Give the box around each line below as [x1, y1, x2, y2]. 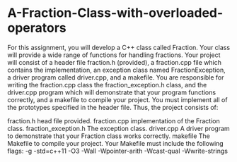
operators [7, 20, 67, 36]
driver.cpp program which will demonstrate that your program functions [7, 88, 216, 96]
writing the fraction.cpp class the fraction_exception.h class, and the [7, 80, 207, 89]
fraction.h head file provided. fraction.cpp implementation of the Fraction [7, 116, 221, 125]
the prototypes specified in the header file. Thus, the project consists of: [7, 103, 219, 111]
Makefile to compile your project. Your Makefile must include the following [7, 139, 224, 147]
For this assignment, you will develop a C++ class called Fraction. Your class [7, 43, 231, 51]
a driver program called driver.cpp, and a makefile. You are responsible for [7, 73, 224, 82]
